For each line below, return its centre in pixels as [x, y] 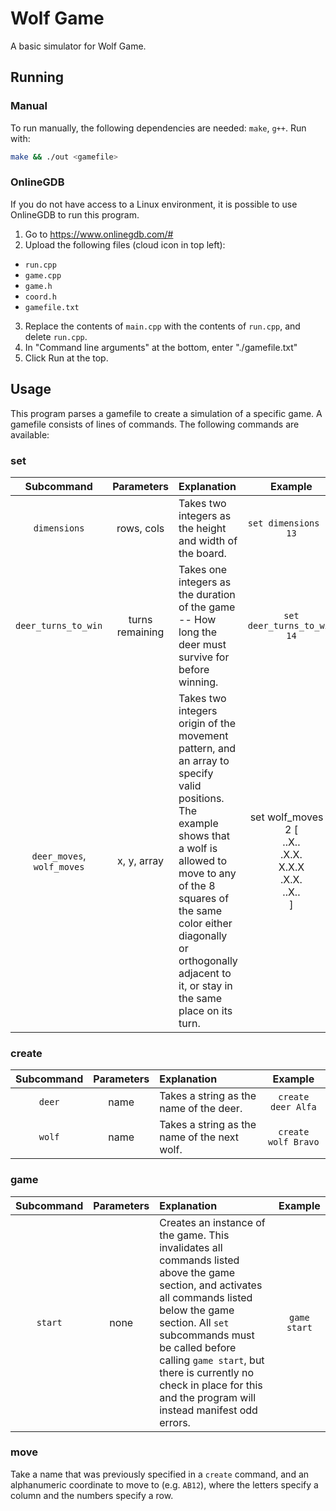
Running [37, 77]
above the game [197, 1272]
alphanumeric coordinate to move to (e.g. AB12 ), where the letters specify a [164, 1484]
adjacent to [205, 973]
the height [202, 528]
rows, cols [140, 528]
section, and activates [211, 1285]
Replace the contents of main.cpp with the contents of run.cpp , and [162, 326]
